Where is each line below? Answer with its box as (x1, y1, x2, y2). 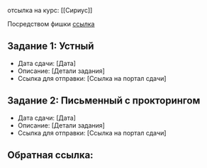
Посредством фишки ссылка (7, 20, 95, 28)
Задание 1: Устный (7, 40, 94, 52)
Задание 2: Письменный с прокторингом (7, 95, 201, 107)
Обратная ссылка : (7, 149, 94, 162)
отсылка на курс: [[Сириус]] (7, 6, 93, 14)
